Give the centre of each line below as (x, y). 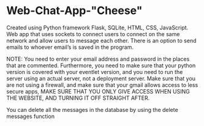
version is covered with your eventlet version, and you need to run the (95, 72)
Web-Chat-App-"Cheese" (74, 11)
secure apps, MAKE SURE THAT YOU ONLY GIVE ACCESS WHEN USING (98, 91)
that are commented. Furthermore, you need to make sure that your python (101, 65)
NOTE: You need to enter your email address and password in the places (98, 59)
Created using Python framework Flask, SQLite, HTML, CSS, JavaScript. (97, 28)
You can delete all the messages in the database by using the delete (93, 109)
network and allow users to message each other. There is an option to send (101, 40)
